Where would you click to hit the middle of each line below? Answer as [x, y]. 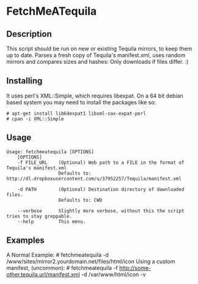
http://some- [135, 268]
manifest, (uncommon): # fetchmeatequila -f [62, 268]
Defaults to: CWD [80, 200]
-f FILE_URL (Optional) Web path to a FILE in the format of [101, 163]
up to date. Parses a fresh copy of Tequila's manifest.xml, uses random [96, 55]
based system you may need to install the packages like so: [81, 102]
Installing [24, 81]
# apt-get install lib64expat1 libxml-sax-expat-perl [76, 113]
